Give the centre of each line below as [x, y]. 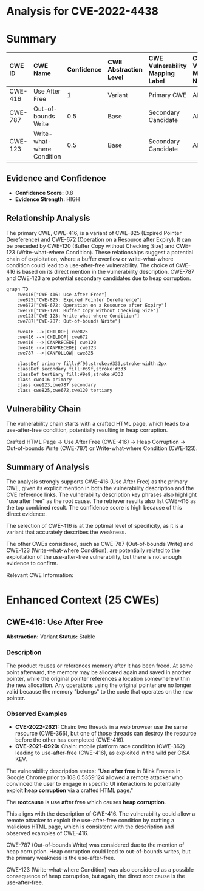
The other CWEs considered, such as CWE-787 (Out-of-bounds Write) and [100, 544]
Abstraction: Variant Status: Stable [51, 637]
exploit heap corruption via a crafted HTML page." [70, 790]
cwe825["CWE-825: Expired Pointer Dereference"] [80, 300]
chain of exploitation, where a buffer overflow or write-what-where [90, 259]
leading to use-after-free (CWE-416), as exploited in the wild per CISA [102, 753]
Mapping [161, 73]
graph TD [17, 289]
